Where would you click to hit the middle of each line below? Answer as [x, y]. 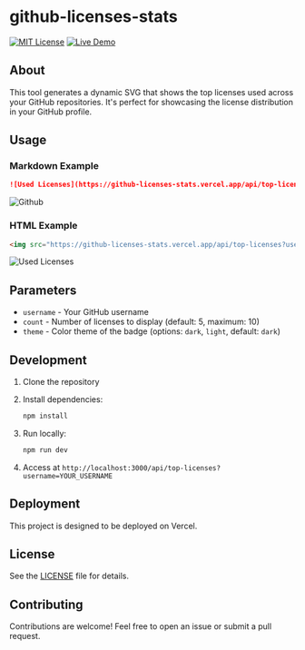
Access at [41, 467]
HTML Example [44, 226]
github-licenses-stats [94, 17]
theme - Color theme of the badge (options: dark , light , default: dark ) [152, 331]
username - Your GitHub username [86, 312]
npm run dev [45, 450]
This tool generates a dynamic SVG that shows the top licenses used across [152, 92]
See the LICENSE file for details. [69, 576]
